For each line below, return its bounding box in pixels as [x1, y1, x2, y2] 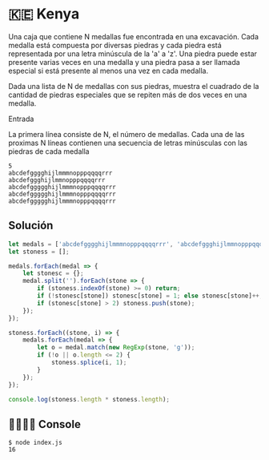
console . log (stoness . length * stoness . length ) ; [8, 395, 171, 403]
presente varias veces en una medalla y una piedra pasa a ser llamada [8, 57, 240, 67]
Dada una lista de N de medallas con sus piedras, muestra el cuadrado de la [8, 81, 259, 91]
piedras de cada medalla [8, 146, 90, 156]
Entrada [8, 114, 34, 123]
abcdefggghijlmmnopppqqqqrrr [8, 176, 106, 184]
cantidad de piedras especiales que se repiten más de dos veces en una [8, 90, 247, 99]
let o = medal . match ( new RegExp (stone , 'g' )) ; [37, 344, 195, 352]
